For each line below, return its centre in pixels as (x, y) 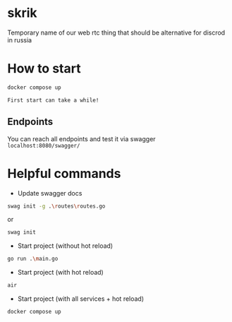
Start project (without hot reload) (65, 246)
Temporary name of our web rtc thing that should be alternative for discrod (116, 32)
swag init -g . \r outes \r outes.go (56, 206)
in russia (20, 40)
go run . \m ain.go (33, 259)
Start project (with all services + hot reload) (81, 299)
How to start (44, 69)
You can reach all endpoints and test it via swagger (82, 138)
